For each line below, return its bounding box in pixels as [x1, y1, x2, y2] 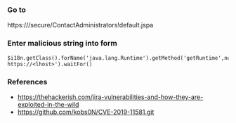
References [7, 77, 48, 86]
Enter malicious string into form [7, 39, 117, 48]
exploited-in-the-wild [17, 100, 79, 108]
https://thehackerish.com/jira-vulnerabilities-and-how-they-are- [17, 93, 204, 101]
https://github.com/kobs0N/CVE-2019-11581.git [17, 108, 155, 116]
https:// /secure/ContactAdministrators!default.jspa [7, 21, 154, 30]
